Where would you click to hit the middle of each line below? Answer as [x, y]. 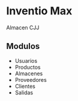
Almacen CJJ [23, 27]
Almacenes [29, 74]
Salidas [24, 92]
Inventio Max [39, 11]
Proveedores [31, 79]
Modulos [23, 46]
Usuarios [26, 60]
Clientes [25, 86]
